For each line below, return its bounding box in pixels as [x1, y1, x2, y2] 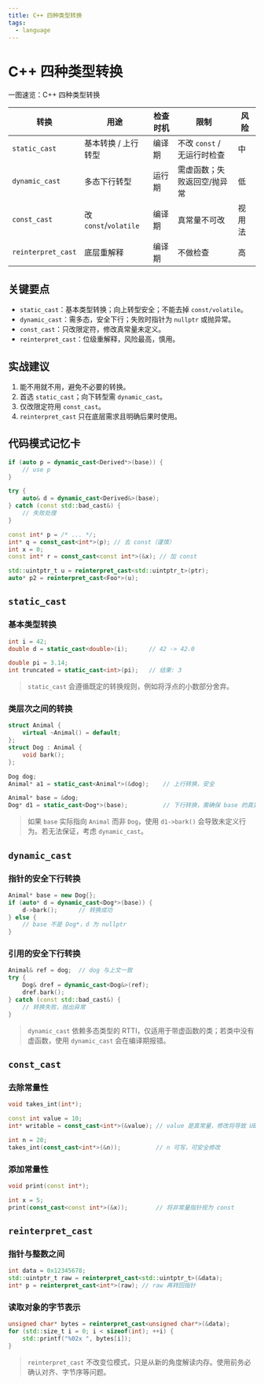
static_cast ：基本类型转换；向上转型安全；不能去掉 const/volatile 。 [19, 305, 247, 314]
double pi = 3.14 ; [8, 659, 68, 667]
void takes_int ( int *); [8, 1100, 82, 1108]
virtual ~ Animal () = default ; [22, 729, 122, 737]
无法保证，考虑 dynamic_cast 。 [48, 827, 148, 836]
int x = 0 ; [8, 545, 44, 553]
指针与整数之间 [8, 1248, 65, 1259]
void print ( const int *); [8, 1181, 90, 1190]
